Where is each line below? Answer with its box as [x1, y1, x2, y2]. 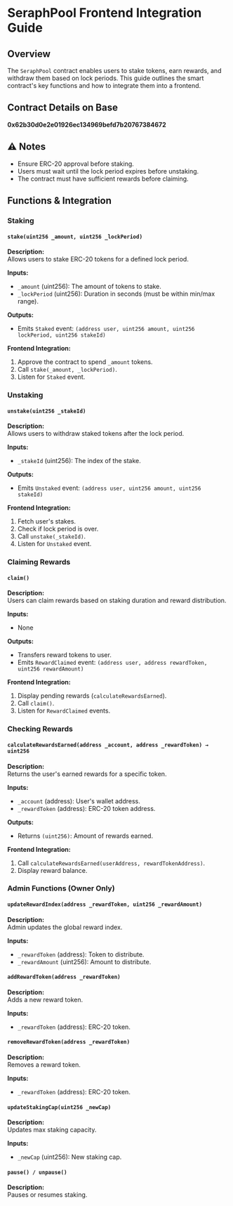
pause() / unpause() [7, 1169, 68, 1176]
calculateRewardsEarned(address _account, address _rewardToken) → [7, 741, 209, 748]
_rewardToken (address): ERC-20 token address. [17, 804, 156, 812]
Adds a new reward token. [7, 995, 83, 1004]
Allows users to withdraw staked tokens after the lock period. [7, 429, 185, 438]
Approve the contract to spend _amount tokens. [17, 358, 153, 366]
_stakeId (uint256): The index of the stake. [17, 457, 142, 465]
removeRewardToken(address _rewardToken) [7, 1039, 131, 1046]
